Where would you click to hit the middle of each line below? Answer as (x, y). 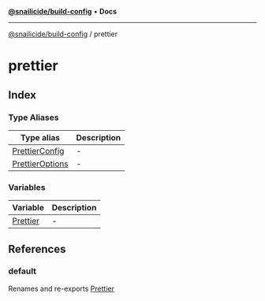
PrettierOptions (40, 163)
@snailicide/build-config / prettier (63, 34)
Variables (27, 187)
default (22, 271)
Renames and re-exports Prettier (61, 288)
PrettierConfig (38, 150)
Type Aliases (34, 117)
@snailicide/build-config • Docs (62, 11)
